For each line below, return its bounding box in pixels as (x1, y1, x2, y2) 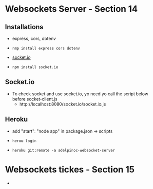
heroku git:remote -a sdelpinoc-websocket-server (12, 148, 115, 153)
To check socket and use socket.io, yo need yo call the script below (12, 91, 149, 97)
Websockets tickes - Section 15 (5, 164, 135, 175)
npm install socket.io (12, 65, 58, 69)
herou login (12, 138, 37, 143)
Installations (5, 23, 44, 31)
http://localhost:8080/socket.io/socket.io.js (19, 101, 106, 107)
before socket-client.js (12, 96, 57, 102)
